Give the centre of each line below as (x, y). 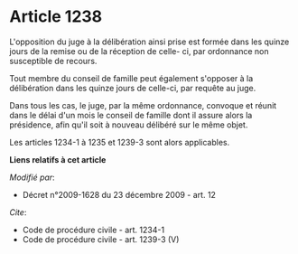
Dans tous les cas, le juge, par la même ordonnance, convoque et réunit (143, 105)
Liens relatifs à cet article (58, 159)
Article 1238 (56, 17)
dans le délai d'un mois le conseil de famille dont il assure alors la (131, 115)
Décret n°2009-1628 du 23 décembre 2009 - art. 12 (119, 194)
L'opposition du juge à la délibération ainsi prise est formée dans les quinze (149, 42)
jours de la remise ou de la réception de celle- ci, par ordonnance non (139, 51)
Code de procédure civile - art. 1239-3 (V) (101, 239)
